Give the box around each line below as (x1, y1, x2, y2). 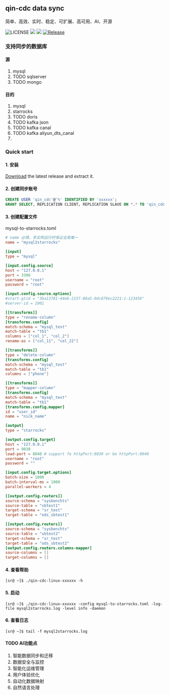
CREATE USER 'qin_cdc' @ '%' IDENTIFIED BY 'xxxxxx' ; (5, 197, 117, 202)
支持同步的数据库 (5, 43, 47, 50)
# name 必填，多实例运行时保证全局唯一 (5, 235, 78, 241)
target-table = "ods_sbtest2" (5, 541, 70, 546)
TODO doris (12, 114, 38, 120)
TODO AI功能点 (5, 640, 38, 646)
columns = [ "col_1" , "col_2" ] (5, 334, 70, 339)
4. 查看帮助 (5, 566, 29, 572)
